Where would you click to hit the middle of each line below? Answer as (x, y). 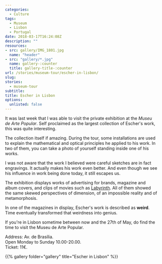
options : (14, 100)
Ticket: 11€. (16, 247)
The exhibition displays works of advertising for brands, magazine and (75, 183)
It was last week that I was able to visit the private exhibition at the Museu (79, 118)
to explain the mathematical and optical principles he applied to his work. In (80, 143)
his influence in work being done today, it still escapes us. (63, 173)
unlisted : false (26, 105)
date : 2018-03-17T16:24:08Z (33, 37)
